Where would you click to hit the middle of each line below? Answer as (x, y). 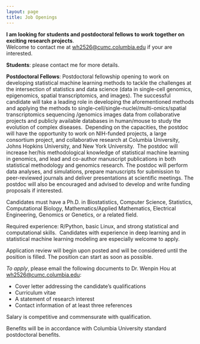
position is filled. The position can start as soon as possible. (80, 256)
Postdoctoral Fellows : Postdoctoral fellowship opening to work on (88, 76)
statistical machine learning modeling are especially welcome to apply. (93, 238)
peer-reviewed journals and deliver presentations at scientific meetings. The (100, 178)
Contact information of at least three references (73, 305)
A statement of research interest (55, 299)
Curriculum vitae (35, 292)
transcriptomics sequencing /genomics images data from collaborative (93, 114)
